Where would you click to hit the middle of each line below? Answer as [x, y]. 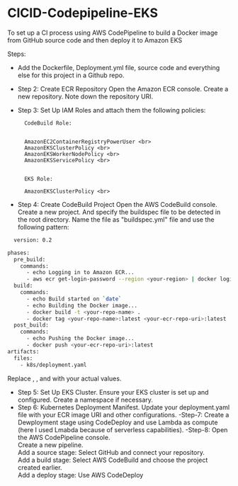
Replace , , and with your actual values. [64, 378]
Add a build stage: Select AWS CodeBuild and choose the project [113, 460]
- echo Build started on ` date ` [74, 299]
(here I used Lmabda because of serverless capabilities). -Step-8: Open [123, 429]
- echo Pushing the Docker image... [80, 339]
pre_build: [30, 259]
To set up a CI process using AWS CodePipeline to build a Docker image [113, 33]
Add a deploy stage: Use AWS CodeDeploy [80, 475]
